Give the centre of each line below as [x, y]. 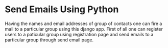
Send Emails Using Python [62, 9]
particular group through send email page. [49, 40]
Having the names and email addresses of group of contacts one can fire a [83, 23]
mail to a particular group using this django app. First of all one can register [84, 29]
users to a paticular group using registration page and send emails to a [79, 34]
